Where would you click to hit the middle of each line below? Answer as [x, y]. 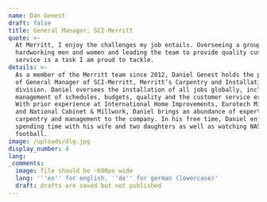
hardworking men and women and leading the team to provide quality [131, 52]
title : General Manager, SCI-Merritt [71, 30]
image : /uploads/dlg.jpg [49, 141]
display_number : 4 [39, 149]
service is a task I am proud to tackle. [85, 60]
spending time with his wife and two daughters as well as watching [131, 126]
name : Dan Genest [37, 16]
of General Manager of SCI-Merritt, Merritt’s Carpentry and [119, 82]
